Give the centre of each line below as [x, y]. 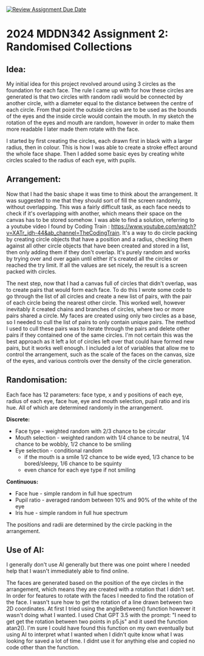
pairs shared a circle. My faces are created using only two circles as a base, [101, 316]
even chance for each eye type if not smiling [80, 470]
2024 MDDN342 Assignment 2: [87, 34]
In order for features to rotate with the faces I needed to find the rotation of [100, 596]
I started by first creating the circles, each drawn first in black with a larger [100, 141]
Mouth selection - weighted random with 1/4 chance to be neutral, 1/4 [102, 437]
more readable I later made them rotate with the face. [73, 129]
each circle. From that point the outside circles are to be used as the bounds [102, 110]
